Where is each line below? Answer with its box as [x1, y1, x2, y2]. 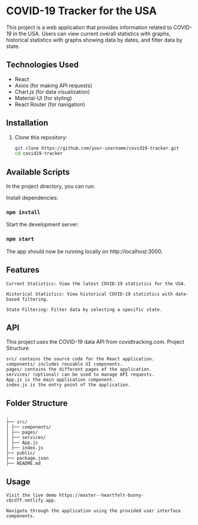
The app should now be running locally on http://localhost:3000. [6, 248, 163, 255]
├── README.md [6, 460, 41, 466]
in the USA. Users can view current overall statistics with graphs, [12, 30, 171, 37]
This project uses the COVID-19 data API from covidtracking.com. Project [6, 338, 184, 345]
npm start [6, 236, 34, 242]
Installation [6, 118, 48, 128]
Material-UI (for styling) [14, 94, 72, 101]
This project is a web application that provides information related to [6, 24, 173, 31]
